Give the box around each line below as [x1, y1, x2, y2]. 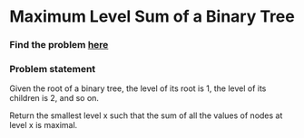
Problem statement [9, 63, 96, 76]
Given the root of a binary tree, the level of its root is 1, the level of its [9, 83, 267, 94]
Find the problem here [9, 39, 109, 51]
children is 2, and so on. [9, 93, 100, 104]
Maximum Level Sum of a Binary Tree [9, 6, 295, 27]
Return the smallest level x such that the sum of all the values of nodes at [9, 110, 283, 121]
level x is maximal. [9, 120, 78, 131]
